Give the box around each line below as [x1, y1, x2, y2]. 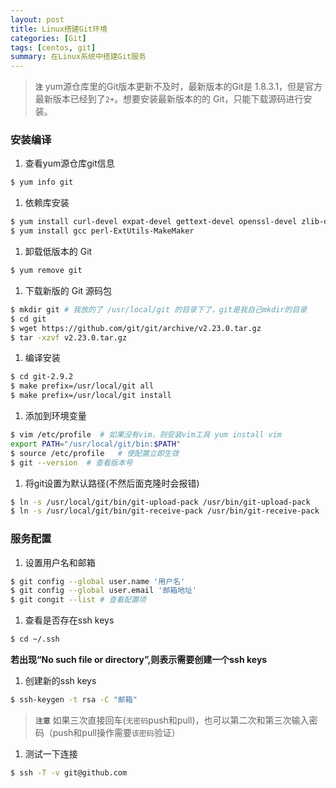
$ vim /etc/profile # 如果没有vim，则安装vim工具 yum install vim [10, 430, 282, 440]
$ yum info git [10, 177, 74, 188]
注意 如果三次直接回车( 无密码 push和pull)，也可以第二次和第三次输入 [34, 714, 310, 726]
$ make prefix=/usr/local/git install [10, 391, 172, 401]
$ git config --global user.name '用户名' [10, 576, 186, 586]
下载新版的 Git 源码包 [24, 284, 113, 296]
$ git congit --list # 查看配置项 [10, 595, 147, 605]
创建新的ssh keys [24, 675, 97, 687]
